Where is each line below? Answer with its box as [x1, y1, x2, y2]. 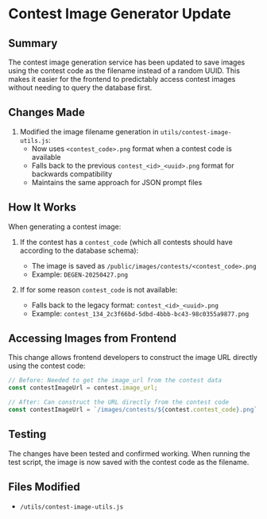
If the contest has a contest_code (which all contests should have [19, 237, 233, 246]
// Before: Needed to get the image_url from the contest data [8, 377, 222, 385]
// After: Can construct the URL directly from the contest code [8, 398, 229, 406]
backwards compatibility [31, 168, 113, 179]
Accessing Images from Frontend [8, 331, 177, 346]
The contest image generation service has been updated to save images [8, 57, 246, 67]
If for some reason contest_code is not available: [19, 285, 178, 294]
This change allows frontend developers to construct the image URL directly [8, 353, 258, 362]
